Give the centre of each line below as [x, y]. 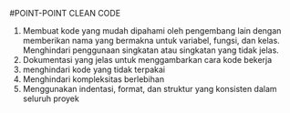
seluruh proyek [51, 98]
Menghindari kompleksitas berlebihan [93, 79]
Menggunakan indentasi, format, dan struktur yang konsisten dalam [150, 89]
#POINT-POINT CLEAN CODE [65, 13]
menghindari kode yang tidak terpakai [94, 69]
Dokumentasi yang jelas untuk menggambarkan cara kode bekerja [147, 60]
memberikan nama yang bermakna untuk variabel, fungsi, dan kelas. [151, 41]
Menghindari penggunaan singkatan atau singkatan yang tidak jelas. [151, 50]
